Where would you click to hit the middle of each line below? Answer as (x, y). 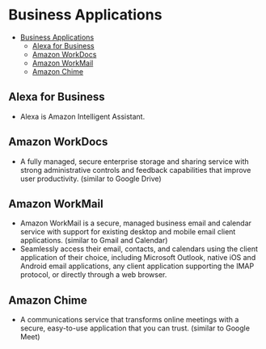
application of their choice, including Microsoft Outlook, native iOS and (138, 258)
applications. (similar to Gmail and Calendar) (94, 241)
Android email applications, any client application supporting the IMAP (137, 266)
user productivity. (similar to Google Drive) (91, 179)
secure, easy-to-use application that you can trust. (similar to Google (135, 328)
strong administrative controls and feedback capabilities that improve (135, 170)
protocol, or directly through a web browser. (93, 275)
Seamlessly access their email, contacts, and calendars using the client (139, 249)
